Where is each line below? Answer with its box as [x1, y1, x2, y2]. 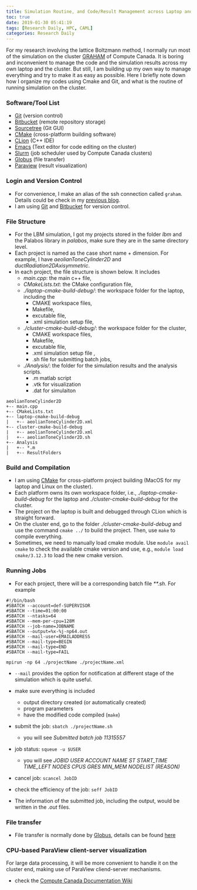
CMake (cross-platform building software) [14, 131, 116, 138]
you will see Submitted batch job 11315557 [23, 734, 125, 741]
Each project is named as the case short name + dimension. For [14, 249, 169, 256]
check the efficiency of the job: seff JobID [14, 786, 118, 793]
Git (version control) [14, 112, 63, 119]
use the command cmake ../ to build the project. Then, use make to [14, 527, 176, 534]
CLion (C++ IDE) [14, 137, 55, 144]
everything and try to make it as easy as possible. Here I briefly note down [6, 72, 186, 79]
